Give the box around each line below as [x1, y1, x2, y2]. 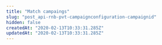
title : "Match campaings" [6, 8, 70, 15]
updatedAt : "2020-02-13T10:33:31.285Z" [6, 30, 104, 36]
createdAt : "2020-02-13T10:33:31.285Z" [6, 25, 104, 31]
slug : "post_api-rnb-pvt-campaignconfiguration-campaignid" [6, 14, 157, 20]
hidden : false [6, 19, 41, 25]
